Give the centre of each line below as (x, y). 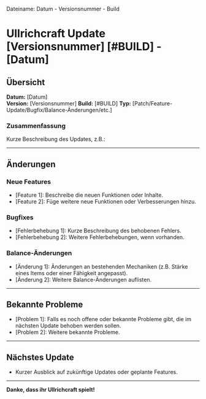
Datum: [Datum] (27, 97)
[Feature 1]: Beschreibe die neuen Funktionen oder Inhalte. (89, 195)
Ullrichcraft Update (56, 34)
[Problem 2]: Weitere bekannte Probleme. (67, 332)
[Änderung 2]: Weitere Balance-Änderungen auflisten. (83, 279)
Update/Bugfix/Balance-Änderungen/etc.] (59, 110)
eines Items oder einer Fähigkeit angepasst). (71, 273)
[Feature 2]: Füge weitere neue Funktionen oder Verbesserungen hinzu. (105, 201)
